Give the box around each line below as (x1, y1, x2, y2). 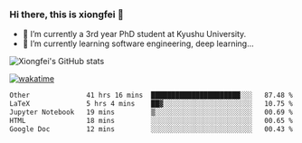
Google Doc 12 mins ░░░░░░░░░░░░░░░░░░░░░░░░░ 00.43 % (9, 124, 294, 134)
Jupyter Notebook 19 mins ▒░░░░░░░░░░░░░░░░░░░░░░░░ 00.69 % (9, 108, 294, 117)
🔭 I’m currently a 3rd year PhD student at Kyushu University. (22, 29, 247, 40)
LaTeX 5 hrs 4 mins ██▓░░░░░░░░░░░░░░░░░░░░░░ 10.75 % (9, 100, 294, 109)
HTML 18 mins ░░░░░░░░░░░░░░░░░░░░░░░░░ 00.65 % (9, 116, 294, 125)
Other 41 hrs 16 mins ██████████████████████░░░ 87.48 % (9, 91, 294, 100)
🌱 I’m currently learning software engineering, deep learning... (22, 38, 255, 49)
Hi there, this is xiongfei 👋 (9, 8, 124, 21)
